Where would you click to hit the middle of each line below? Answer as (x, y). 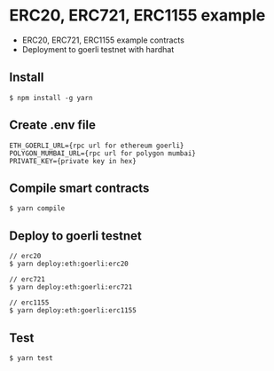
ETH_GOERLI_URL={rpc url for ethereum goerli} (97, 146)
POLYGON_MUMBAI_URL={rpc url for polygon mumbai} (103, 153)
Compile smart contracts (79, 188)
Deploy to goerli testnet (75, 236)
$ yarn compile (37, 209)
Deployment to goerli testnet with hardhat (98, 49)
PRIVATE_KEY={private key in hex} (73, 161)
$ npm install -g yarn (51, 98)
